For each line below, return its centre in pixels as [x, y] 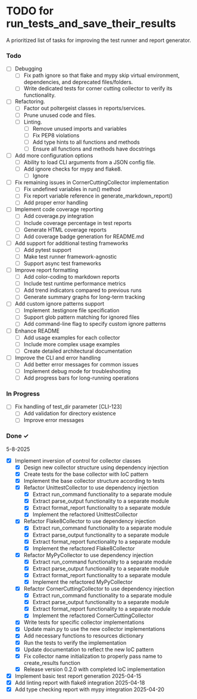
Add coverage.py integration [59, 216]
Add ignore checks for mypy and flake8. [73, 169]
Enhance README [37, 331]
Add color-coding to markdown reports [72, 277]
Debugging [29, 69]
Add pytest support [47, 250]
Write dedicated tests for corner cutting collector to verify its [98, 88]
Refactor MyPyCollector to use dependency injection [88, 555]
